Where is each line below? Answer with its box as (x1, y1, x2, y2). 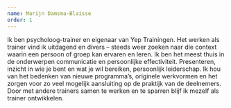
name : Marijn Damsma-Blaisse (7, 10, 92, 17)
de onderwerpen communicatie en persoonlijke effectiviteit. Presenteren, (7, 57, 216, 65)
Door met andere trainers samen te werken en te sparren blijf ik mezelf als (7, 87, 219, 95)
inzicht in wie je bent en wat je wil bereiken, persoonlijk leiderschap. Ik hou (7, 65, 221, 73)
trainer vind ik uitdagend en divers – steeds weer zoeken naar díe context (7, 43, 217, 51)
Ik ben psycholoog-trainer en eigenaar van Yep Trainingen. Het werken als (7, 35, 220, 43)
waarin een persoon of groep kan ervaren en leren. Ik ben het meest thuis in (7, 50, 225, 58)
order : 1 (7, 17, 33, 23)
